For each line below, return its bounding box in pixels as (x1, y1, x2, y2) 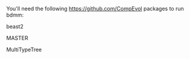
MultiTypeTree (6, 46, 42, 53)
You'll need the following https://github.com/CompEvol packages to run (6, 5, 184, 12)
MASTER (6, 35, 28, 41)
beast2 (6, 23, 24, 30)
